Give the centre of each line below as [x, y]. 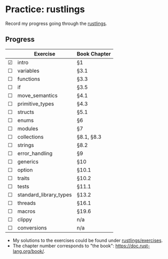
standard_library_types [45, 194]
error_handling [35, 153]
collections [31, 137]
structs [26, 112]
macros [26, 211]
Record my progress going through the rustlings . [56, 23]
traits [23, 178]
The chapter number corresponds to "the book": [63, 246]
